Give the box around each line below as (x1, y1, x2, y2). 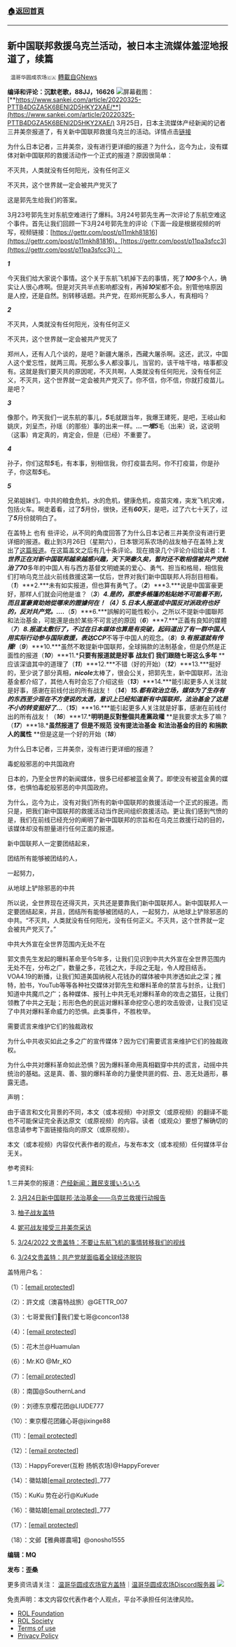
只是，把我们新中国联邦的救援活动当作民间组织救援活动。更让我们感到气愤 (7, 807, 222, 815)
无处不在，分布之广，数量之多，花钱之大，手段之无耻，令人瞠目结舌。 (7, 964, 210, 972)
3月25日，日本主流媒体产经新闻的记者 (116, 119, 226, 127)
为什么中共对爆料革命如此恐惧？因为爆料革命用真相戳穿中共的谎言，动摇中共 (7, 1060, 228, 1069)
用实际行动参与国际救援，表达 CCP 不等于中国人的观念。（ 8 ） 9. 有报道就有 (7, 633, 218, 642)
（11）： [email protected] (7, 1431, 78, 1440)
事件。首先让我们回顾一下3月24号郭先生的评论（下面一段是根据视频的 (13, 219, 216, 228)
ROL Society (17, 1617, 54, 1625)
